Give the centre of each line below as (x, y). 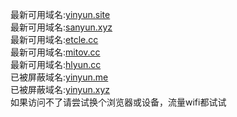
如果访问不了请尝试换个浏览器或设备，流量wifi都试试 (118, 102)
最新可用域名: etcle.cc (54, 39)
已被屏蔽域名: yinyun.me (59, 77)
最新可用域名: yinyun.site (60, 14)
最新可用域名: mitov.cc (55, 52)
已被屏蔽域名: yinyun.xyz (60, 89)
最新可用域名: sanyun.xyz (61, 27)
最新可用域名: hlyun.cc (56, 64)
